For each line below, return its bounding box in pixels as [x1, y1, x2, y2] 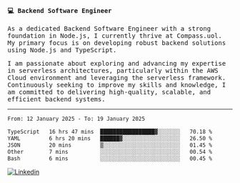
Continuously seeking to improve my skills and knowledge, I [7, 81, 226, 89]
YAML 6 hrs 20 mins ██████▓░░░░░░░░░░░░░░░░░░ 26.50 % [7, 134, 213, 142]
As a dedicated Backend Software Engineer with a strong [7, 25, 211, 33]
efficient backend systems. [7, 95, 106, 104]
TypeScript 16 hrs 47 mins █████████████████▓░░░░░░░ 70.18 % [7, 129, 213, 136]
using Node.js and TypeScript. [7, 46, 117, 54]
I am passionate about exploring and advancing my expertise [7, 59, 226, 68]
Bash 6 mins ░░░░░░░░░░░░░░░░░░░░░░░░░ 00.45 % [7, 154, 213, 162]
